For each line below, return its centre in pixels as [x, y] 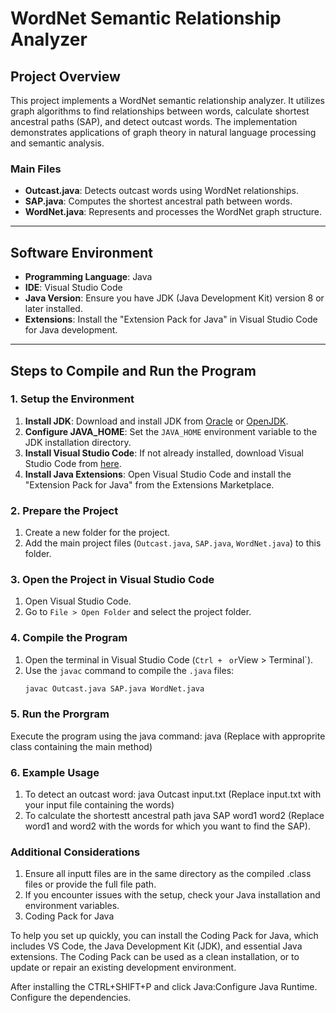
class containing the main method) [81, 746]
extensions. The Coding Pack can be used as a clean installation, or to [155, 957]
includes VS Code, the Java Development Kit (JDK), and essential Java [156, 946]
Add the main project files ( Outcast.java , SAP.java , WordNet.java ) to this [173, 543]
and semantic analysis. [57, 143]
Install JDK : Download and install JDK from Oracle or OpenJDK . [156, 421]
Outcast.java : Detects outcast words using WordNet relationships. [161, 191]
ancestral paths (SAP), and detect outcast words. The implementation [154, 121]
